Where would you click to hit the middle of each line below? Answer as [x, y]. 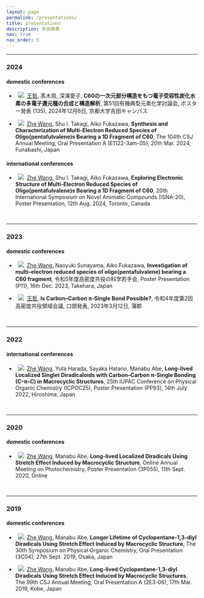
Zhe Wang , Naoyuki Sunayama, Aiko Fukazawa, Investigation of [107, 265]
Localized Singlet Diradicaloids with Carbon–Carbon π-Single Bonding [105, 375]
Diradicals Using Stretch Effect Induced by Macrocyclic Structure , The [105, 543]
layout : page [23, 12]
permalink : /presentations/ [42, 18]
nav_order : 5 [23, 40]
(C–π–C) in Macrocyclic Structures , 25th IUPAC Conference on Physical [106, 381]
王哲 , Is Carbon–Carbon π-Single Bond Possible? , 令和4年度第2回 [110, 299]
